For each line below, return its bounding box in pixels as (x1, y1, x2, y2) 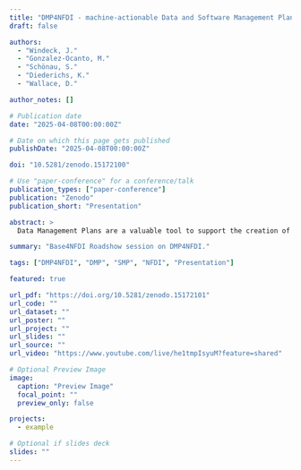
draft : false (9, 21, 58, 30)
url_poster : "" (9, 315, 66, 325)
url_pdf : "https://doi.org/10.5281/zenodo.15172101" (9, 291, 211, 300)
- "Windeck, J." (17, 46, 78, 55)
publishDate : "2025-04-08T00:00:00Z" (9, 144, 150, 153)
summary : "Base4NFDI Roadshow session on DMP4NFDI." (9, 243, 211, 252)
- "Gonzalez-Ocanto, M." (17, 55, 110, 64)
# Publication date (9, 111, 82, 121)
